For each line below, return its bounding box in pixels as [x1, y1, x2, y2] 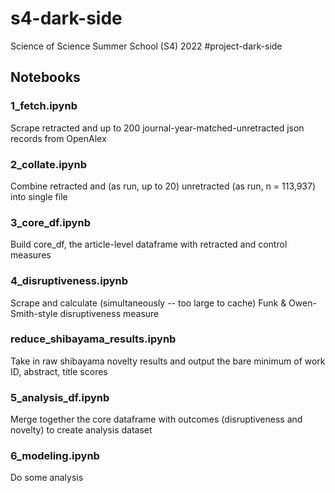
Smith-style [10, 307, 58, 319]
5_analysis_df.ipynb [10, 390, 110, 404]
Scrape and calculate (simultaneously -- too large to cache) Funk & [10, 297, 287, 309]
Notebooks [10, 69, 81, 86]
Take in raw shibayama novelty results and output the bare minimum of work [10, 355, 326, 367]
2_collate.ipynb [10, 157, 87, 171]
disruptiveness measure [59, 307, 160, 319]
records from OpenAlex [10, 132, 107, 144]
